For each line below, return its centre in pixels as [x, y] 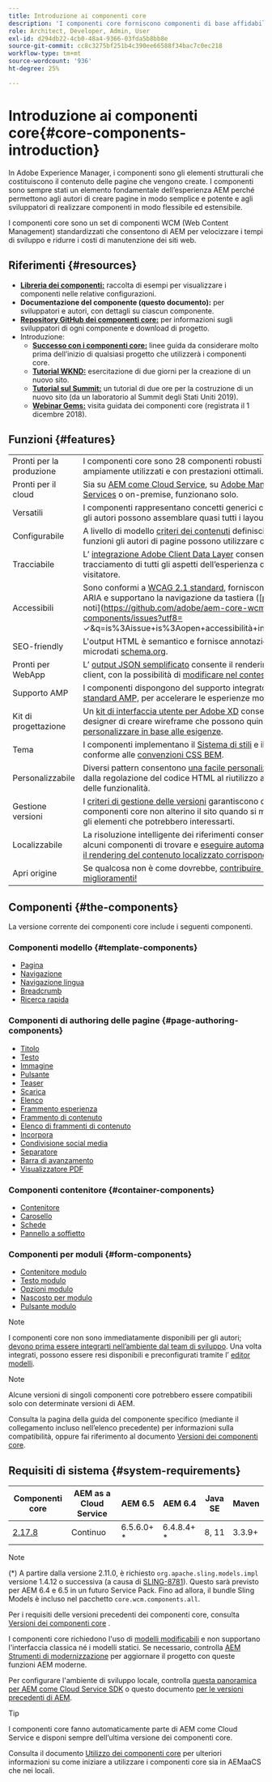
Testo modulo [43, 1281]
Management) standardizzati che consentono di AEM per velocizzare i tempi [136, 231]
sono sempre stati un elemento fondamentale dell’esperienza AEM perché [132, 190]
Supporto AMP [40, 693]
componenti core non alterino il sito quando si [170, 812]
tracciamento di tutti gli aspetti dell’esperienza [170, 565]
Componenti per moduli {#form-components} [100, 1254]
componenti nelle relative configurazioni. [88, 293]
